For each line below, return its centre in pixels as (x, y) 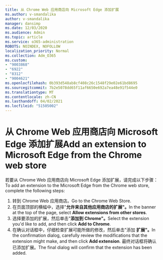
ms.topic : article (24, 37)
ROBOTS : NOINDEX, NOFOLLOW (33, 46)
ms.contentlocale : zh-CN (31, 97)
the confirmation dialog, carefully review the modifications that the (80, 235)
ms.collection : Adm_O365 (31, 56)
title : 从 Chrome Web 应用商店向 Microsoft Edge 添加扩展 (62, 10)
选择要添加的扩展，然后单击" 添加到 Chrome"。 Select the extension (81, 218)
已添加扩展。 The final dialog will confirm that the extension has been (82, 247)
